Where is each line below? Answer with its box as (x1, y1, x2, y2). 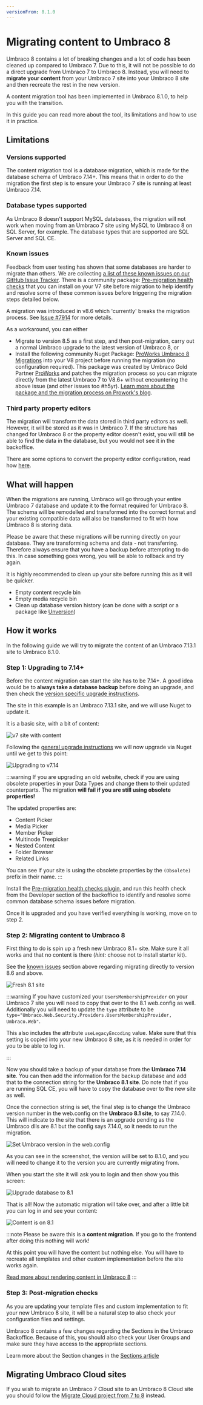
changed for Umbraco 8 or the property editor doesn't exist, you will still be (6, 431, 195, 438)
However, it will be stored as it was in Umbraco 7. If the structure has (6, 424, 178, 431)
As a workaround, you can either (6, 325, 88, 332)
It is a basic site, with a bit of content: (6, 720, 100, 727)
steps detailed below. (6, 295, 59, 303)
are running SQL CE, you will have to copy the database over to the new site (6, 1085, 196, 1093)
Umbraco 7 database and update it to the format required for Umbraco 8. (6, 502, 188, 509)
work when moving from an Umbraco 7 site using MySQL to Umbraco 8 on (6, 221, 193, 229)
